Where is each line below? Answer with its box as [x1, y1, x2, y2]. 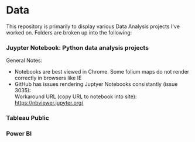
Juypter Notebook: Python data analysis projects [6, 43, 149, 51]
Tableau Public [6, 114, 50, 122]
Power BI [6, 130, 32, 138]
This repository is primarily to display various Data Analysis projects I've [6, 23, 180, 30]
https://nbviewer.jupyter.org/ [14, 99, 84, 106]
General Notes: [6, 57, 43, 64]
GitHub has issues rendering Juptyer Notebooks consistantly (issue [14, 81, 178, 88]
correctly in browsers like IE [14, 74, 82, 82]
